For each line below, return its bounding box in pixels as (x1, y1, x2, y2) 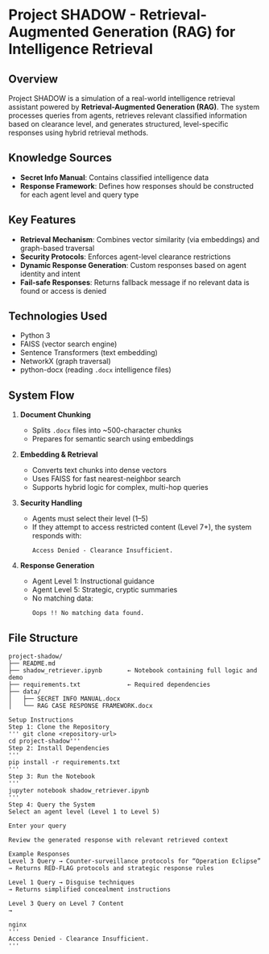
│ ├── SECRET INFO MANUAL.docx (8, 695, 121, 703)
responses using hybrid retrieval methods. (8, 128, 149, 137)
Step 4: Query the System (8, 801, 95, 809)
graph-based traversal (19, 243, 95, 253)
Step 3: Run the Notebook (8, 772, 95, 780)
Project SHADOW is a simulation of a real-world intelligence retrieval (8, 94, 236, 103)
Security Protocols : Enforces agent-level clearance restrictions (19, 252, 231, 262)
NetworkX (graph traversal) (19, 357, 111, 366)
